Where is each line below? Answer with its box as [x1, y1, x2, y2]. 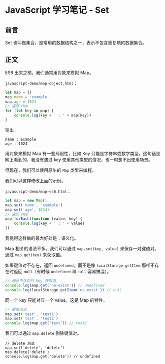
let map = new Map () [5, 198, 48, 203]
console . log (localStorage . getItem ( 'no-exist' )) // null [5, 287, 122, 292]
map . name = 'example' [5, 94, 50, 99]
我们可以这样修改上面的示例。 [5, 177, 66, 183]
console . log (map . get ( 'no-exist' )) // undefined [5, 283, 105, 288]
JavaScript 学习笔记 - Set [5, 4, 109, 16]
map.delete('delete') [5, 350, 50, 355]
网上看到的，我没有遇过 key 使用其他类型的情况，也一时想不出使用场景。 [5, 157, 153, 162]
